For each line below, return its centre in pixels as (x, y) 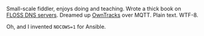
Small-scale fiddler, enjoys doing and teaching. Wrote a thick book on (94, 9)
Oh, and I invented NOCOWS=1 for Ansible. (56, 27)
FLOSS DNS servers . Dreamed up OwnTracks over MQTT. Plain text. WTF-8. (102, 15)
